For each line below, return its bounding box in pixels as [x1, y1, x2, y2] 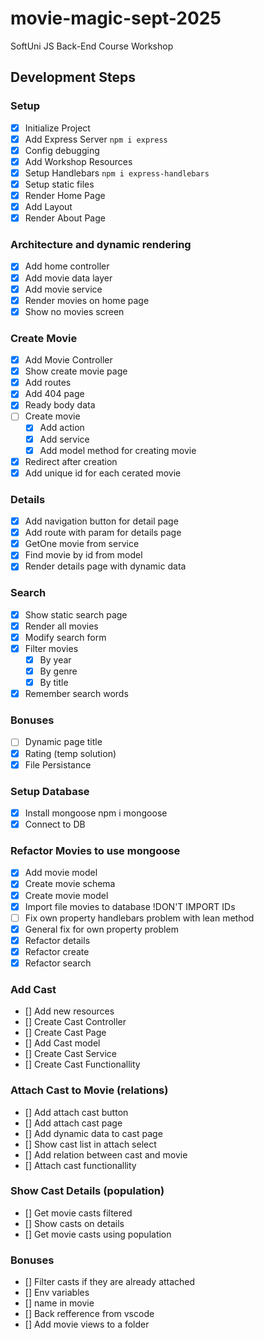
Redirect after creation [24, 455, 118, 467]
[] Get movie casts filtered [24, 1207, 133, 1219]
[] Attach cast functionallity [24, 1159, 137, 1171]
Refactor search [24, 957, 92, 969]
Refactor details [24, 934, 91, 946]
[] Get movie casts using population [24, 1228, 172, 1240]
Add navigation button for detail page [24, 515, 179, 527]
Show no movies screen [24, 305, 125, 317]
